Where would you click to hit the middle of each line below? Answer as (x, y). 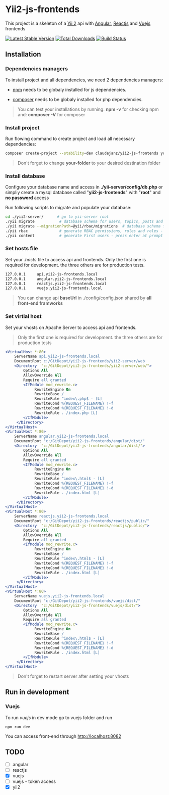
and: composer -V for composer (51, 114)
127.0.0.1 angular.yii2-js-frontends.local (56, 279)
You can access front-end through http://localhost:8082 (63, 736)
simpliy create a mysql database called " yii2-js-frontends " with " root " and (83, 193)
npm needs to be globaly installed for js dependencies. (69, 89)
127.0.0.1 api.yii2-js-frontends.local (52, 274)
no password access (27, 198)
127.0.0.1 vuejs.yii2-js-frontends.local (54, 288)
